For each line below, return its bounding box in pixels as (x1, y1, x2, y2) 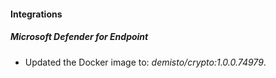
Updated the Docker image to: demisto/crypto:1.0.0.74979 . (24, 56, 267, 68)
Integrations (10, 8, 63, 20)
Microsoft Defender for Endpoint (10, 31, 149, 43)
